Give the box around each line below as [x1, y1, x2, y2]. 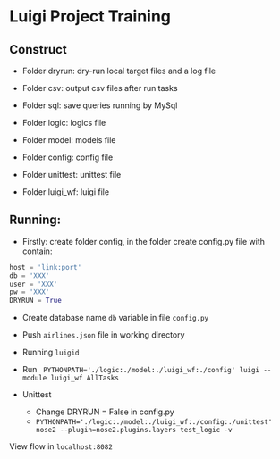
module [21, 373, 47, 383]
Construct [9, 42, 67, 57]
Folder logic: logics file [21, 118, 106, 128]
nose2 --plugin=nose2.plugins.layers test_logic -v [35, 426, 233, 435]
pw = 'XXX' [9, 288, 50, 296]
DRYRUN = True [9, 296, 63, 305]
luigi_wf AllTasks [50, 373, 119, 383]
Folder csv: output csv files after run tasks [21, 83, 178, 93]
